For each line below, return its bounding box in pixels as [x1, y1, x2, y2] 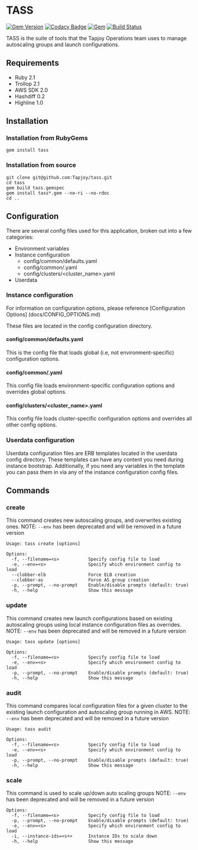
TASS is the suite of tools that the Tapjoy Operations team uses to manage [6, 34, 187, 41]
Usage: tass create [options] [6, 541, 81, 547]
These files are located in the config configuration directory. [6, 322, 152, 329]
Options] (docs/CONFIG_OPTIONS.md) [6, 310, 101, 317]
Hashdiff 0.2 [14, 92, 46, 100]
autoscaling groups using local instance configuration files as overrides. [6, 621, 181, 628]
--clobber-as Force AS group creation [11, 577, 150, 583]
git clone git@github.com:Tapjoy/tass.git [6, 174, 112, 181]
